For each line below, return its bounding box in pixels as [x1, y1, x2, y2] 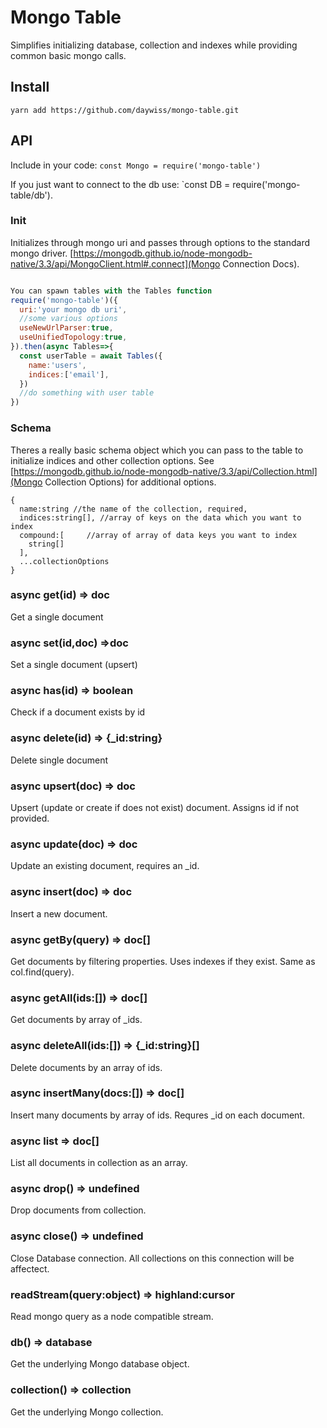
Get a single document [10, 611, 104, 623]
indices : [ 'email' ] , [28, 369, 110, 380]
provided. [10, 812, 50, 825]
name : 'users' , [28, 360, 87, 370]
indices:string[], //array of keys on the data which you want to [19, 512, 302, 523]
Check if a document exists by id [10, 706, 146, 718]
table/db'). [10, 189, 53, 201]
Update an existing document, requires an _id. [10, 860, 200, 872]
